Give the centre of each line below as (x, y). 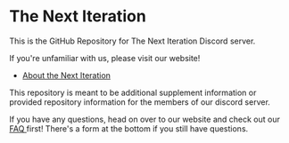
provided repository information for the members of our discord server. (140, 102)
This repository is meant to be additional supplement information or (133, 92)
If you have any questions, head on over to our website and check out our (145, 119)
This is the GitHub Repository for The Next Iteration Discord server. (132, 41)
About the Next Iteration (66, 75)
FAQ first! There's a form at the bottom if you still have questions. (129, 128)
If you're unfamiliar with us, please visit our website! (105, 58)
